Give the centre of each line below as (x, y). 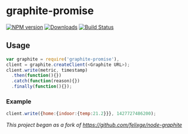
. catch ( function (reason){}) (46, 81)
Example (19, 101)
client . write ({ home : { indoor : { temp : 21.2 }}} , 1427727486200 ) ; (81, 114)
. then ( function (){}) (36, 76)
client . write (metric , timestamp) (47, 70)
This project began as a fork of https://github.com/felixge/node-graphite (94, 125)
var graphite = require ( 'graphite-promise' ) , (63, 59)
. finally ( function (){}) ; (42, 86)
